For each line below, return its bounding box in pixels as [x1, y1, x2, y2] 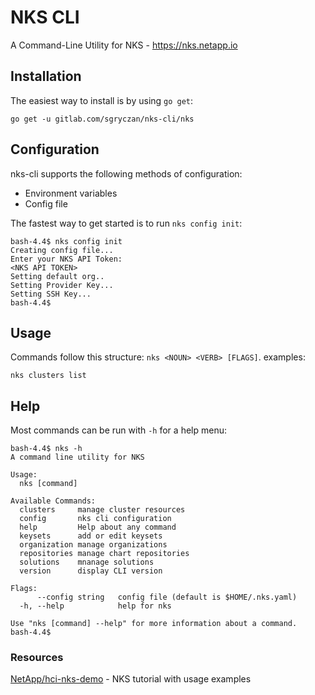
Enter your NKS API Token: [10, 254, 123, 264]
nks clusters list [10, 371, 87, 381]
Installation [10, 68, 82, 85]
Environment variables [24, 187, 118, 199]
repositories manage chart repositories [19, 549, 190, 559]
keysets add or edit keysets [19, 531, 163, 541]
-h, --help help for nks [19, 601, 172, 611]
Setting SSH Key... [10, 289, 92, 299]
